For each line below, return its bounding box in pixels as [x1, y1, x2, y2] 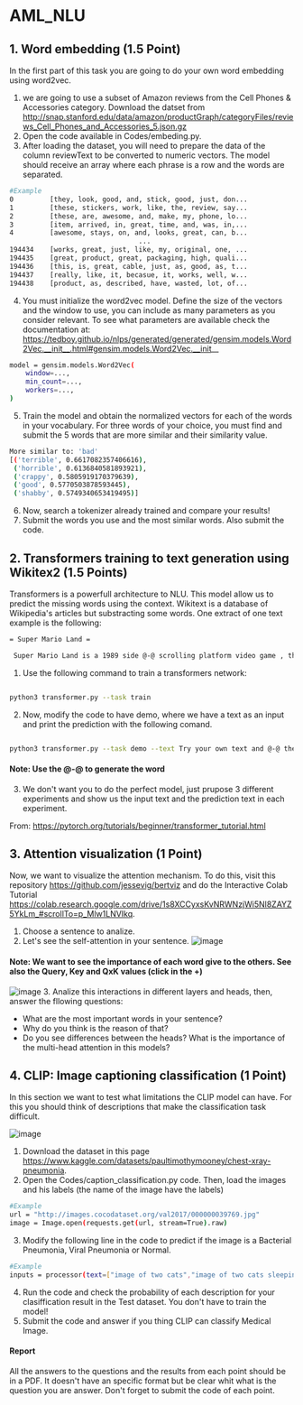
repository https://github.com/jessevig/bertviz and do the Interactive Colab [9, 880, 289, 891]
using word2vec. [9, 75, 72, 86]
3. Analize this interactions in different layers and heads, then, [43, 985, 273, 997]
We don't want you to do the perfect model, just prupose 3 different [22, 783, 274, 794]
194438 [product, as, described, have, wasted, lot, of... [9, 279, 248, 288]
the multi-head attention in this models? [22, 1041, 170, 1052]
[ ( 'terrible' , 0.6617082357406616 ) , [9, 455, 147, 465]
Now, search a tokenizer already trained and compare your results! [22, 505, 271, 516]
